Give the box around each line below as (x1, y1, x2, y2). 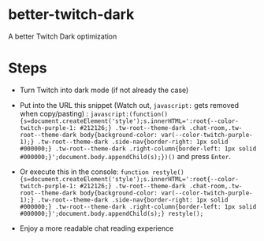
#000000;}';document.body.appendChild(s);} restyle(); (19, 209, 204, 217)
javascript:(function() (90, 110, 169, 118)
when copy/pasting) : (19, 109, 89, 118)
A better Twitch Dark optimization (8, 32, 117, 41)
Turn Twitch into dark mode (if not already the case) (19, 85, 189, 95)
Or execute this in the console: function (19, 167, 150, 176)
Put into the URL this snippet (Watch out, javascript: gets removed (19, 100, 239, 109)
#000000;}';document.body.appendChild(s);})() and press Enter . (19, 151, 231, 161)
